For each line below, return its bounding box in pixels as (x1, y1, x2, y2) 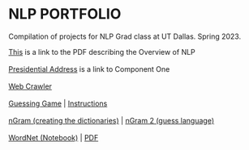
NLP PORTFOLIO (8, 5, 122, 23)
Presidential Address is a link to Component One (8, 64, 170, 73)
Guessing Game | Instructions (8, 98, 108, 108)
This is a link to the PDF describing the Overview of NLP (8, 47, 196, 56)
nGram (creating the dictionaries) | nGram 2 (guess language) (8, 115, 215, 125)
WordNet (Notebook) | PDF (8, 132, 99, 142)
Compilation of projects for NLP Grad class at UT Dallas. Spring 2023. (8, 31, 242, 41)
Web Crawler (8, 81, 53, 91)
